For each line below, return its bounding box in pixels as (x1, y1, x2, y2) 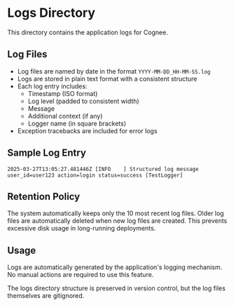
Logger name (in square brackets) (27, 119, 127, 128)
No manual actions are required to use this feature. (7, 271, 154, 279)
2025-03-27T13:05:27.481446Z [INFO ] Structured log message (7, 165, 199, 172)
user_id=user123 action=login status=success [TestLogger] (7, 172, 184, 179)
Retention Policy (7, 191, 81, 203)
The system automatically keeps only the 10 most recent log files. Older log (7, 209, 224, 218)
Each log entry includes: (17, 82, 88, 90)
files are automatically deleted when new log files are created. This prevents (7, 217, 228, 225)
